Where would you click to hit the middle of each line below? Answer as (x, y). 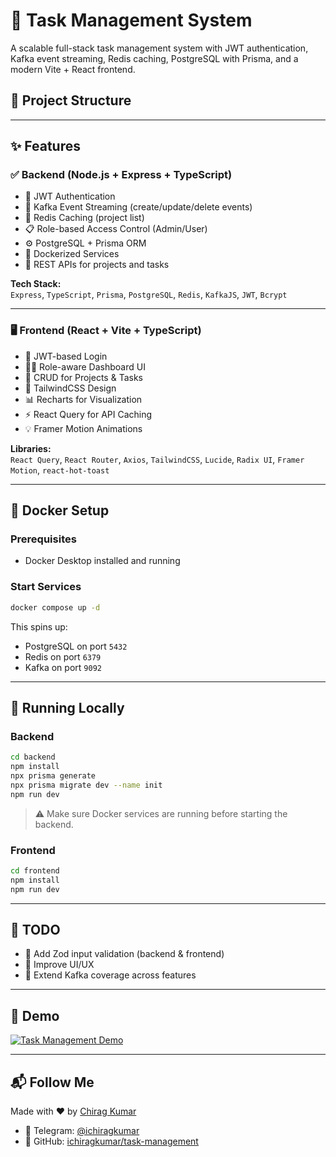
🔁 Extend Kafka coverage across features (110, 975)
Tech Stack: (36, 284)
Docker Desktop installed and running (102, 561)
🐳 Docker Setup (60, 510)
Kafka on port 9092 (63, 667)
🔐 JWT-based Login (66, 356)
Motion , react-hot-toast (60, 470)
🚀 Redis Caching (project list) (84, 218)
